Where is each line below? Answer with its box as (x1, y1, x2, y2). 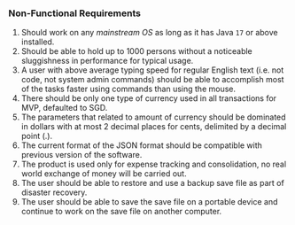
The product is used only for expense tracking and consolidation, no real (20, 159, 287, 170)
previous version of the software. (20, 150, 143, 160)
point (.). (20, 131, 53, 142)
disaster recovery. (20, 187, 88, 198)
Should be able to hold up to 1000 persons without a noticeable (20, 46, 253, 57)
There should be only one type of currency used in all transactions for (20, 93, 276, 104)
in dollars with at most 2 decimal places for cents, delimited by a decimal (20, 121, 287, 132)
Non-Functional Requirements (8, 7, 141, 19)
